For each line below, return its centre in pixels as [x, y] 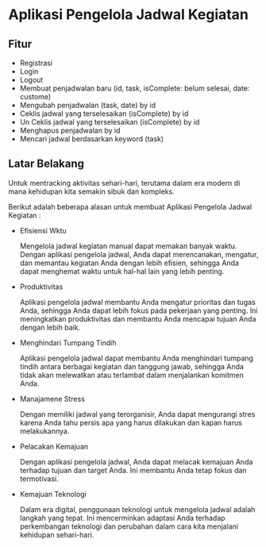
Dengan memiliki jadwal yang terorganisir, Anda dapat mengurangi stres [137, 414]
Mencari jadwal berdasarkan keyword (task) [92, 139]
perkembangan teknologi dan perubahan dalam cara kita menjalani [129, 526]
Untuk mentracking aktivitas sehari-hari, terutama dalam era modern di [124, 183]
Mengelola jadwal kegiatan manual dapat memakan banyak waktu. [128, 246]
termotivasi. [39, 479]
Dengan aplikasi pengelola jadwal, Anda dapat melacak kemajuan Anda [136, 461]
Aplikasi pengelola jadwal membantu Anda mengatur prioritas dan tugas [137, 302]
